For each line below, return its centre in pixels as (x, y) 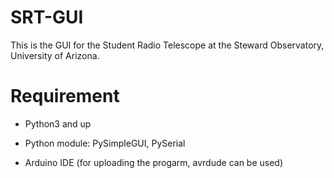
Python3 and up (58, 123)
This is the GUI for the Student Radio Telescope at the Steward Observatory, (167, 45)
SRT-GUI (47, 17)
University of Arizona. (55, 55)
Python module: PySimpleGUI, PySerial (105, 143)
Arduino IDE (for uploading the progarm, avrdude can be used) (154, 162)
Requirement (65, 96)
